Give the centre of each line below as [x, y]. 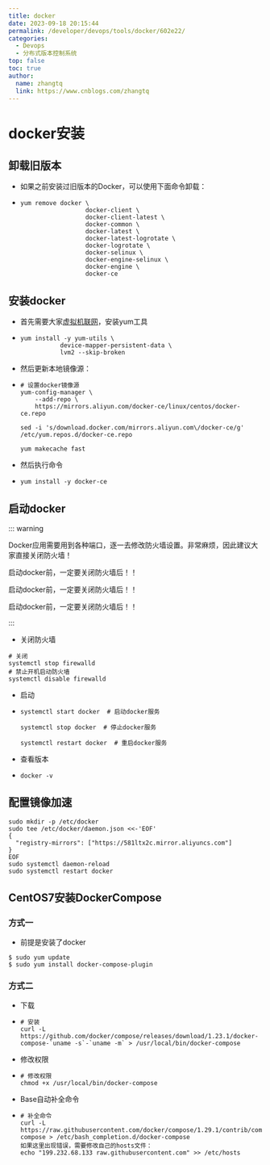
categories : [28, 38]
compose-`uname [46, 1043]
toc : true [25, 69]
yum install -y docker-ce [63, 482]
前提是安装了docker [53, 942]
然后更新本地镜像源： [55, 369]
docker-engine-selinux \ [127, 260]
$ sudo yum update [39, 958]
